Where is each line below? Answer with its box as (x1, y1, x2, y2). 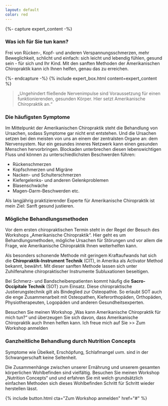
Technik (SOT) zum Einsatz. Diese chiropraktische (28, 284, 132, 290)
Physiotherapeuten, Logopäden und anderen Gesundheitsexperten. (5, 299, 144, 306)
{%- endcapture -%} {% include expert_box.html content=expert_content (5, 75, 157, 81)
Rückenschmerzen (12, 161, 52, 167)
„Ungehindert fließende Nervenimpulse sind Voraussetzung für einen (17, 90, 160, 96)
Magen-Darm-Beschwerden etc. (12, 188, 80, 194)
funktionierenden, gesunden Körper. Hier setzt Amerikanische (17, 96, 145, 102)
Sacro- (131, 278, 146, 284)
